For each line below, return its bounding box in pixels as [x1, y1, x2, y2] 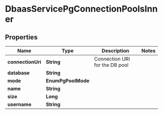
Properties [5, 33, 38, 41]
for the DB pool [94, 62, 129, 68]
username [7, 101, 32, 108]
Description [101, 48, 130, 54]
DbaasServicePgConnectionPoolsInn [5, 3, 158, 15]
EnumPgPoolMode [46, 78, 90, 84]
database [7, 69, 30, 76]
